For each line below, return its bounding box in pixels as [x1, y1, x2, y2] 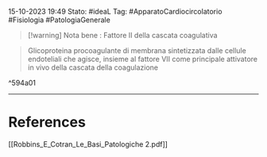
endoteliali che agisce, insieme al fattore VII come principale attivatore [27, 55, 258, 63]
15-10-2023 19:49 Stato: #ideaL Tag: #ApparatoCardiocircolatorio [8, 7, 222, 16]
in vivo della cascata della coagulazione [27, 63, 159, 72]
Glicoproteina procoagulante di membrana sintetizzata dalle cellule [27, 46, 246, 55]
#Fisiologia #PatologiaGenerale [8, 15, 111, 25]
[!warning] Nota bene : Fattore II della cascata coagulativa [27, 31, 218, 40]
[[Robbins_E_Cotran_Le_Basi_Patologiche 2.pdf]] [8, 139, 168, 149]
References [8, 113, 86, 132]
